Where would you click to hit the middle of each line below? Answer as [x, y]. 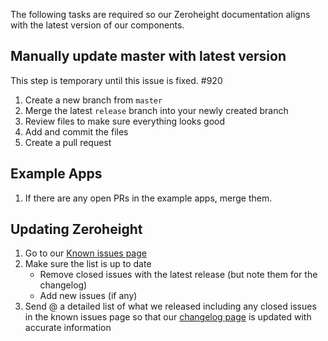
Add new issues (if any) [88, 296]
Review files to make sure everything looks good [125, 121]
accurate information [68, 328]
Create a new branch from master [93, 100]
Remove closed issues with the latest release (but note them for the [178, 275]
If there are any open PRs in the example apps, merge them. [148, 198]
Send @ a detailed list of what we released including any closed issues [170, 306]
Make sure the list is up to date [88, 264]
